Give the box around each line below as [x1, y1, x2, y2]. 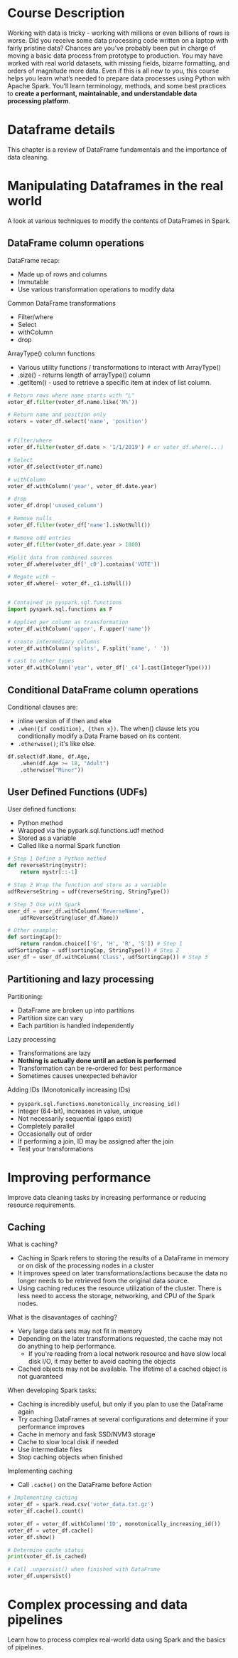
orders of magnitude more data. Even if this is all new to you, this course [7, 66, 220, 75]
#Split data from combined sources [7, 554, 113, 561]
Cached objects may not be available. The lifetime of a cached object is [17, 1364, 227, 1373]
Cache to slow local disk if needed [17, 1438, 119, 1446]
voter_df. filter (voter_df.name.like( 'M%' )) [7, 398, 139, 405]
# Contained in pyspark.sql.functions [7, 599, 122, 606]
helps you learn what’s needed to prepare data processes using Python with [7, 73, 230, 83]
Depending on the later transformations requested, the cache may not [17, 1335, 222, 1343]
